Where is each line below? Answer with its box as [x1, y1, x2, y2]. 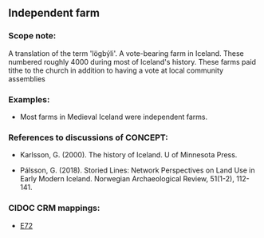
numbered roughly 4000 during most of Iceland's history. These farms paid [8, 57, 257, 66]
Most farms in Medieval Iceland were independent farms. [19, 112, 208, 121]
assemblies [8, 73, 45, 83]
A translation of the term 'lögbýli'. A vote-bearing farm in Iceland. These [8, 48, 245, 58]
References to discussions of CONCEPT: [8, 132, 169, 143]
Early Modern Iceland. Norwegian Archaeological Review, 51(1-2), [19, 174, 235, 184]
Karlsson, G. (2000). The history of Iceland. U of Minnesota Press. [19, 150, 238, 160]
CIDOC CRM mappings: [8, 203, 100, 214]
